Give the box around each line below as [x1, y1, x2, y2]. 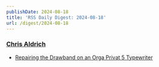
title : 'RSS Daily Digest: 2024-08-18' [6, 14, 107, 21]
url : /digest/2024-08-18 [6, 20, 69, 26]
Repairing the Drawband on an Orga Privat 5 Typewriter [14, 54, 153, 61]
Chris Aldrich [6, 40, 46, 48]
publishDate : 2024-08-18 [6, 8, 69, 15]
